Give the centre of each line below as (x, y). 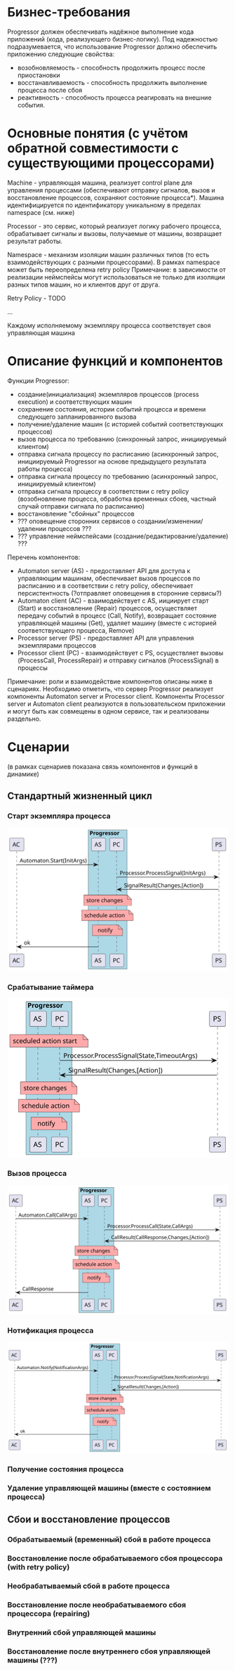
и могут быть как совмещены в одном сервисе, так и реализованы (108, 711)
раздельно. (24, 719)
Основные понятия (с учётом (98, 133)
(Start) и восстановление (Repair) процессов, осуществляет (107, 608)
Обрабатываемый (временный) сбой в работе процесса (109, 1540)
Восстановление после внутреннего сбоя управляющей (109, 1651)
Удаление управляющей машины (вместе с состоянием (109, 1488)
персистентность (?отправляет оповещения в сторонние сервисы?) (120, 593)
